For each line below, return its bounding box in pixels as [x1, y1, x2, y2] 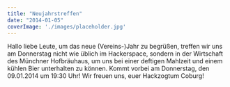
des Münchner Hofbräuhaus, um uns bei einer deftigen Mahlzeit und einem [7, 57, 223, 65]
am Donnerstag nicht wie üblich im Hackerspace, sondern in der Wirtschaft [7, 49, 223, 58]
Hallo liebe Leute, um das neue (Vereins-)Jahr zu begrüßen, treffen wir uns [7, 42, 223, 51]
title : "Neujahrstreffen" [7, 10, 82, 17]
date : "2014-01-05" [7, 17, 64, 24]
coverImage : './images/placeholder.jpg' [7, 23, 127, 30]
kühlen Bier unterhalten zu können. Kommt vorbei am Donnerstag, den [7, 64, 210, 73]
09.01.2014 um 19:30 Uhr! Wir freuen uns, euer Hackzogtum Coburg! [7, 72, 204, 80]
